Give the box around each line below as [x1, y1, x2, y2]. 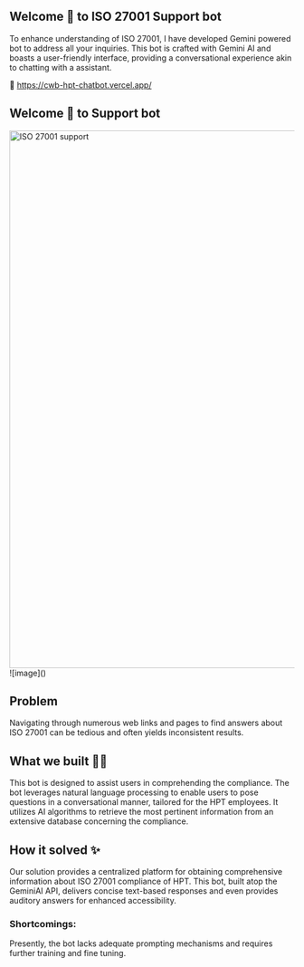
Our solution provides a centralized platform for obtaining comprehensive [9, 866, 283, 877]
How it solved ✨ [9, 842, 101, 857]
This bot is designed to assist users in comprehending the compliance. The [9, 778, 290, 789]
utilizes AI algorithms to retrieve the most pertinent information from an [9, 807, 274, 818]
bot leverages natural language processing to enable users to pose [9, 787, 260, 798]
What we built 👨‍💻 [9, 753, 108, 769]
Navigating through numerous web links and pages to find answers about [9, 717, 283, 729]
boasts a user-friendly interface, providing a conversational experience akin [9, 52, 292, 63]
